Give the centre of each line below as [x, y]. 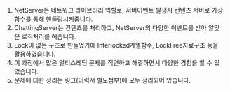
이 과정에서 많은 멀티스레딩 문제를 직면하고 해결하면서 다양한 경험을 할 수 [113, 63]
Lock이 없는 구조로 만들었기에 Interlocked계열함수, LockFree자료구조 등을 [116, 45]
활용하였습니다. [35, 54]
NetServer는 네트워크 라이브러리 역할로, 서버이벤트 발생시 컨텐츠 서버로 [112, 10]
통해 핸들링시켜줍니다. [63, 19]
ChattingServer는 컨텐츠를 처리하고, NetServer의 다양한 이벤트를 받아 [110, 28]
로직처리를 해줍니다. [49, 36]
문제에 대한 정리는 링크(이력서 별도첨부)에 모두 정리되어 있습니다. [102, 80]
